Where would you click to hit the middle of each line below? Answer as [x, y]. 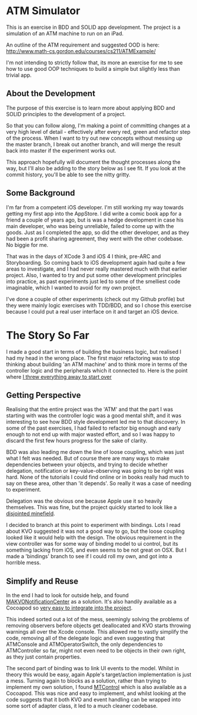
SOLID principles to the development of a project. [66, 114]
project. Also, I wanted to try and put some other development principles [94, 275]
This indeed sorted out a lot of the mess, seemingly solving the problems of [98, 620]
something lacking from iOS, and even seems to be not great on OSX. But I [96, 550]
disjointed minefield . [31, 513]
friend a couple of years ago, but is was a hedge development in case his [95, 220]
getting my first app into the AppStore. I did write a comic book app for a [94, 213]
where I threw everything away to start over [59, 377]
